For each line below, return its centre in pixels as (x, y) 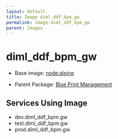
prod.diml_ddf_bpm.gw (42, 129)
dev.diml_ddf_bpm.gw (41, 117)
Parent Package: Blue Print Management (63, 84)
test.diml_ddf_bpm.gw (41, 123)
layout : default (26, 11)
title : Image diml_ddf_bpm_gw (43, 17)
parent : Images (25, 28)
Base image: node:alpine (44, 73)
